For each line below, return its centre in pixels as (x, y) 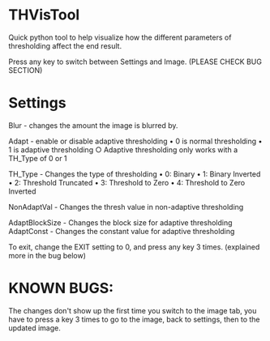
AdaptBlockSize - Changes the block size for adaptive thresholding (120, 222)
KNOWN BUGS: (61, 288)
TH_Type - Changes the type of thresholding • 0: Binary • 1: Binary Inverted (135, 174)
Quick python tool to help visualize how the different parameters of (120, 37)
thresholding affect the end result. (65, 45)
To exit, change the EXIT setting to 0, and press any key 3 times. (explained (134, 247)
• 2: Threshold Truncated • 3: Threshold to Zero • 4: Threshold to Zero (127, 182)
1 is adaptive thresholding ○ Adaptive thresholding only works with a (123, 149)
